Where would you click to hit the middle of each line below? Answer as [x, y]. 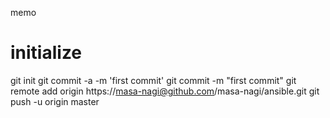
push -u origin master [55, 101]
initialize [46, 53]
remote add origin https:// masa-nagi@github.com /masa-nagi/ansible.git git [165, 91]
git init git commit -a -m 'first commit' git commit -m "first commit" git [153, 80]
